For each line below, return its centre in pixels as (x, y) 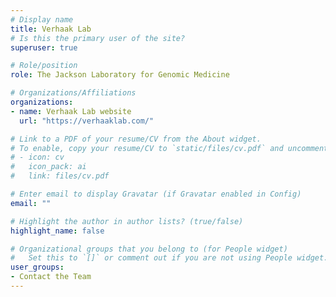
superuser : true (44, 47)
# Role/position (44, 66)
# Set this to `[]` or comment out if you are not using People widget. (169, 258)
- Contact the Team (51, 277)
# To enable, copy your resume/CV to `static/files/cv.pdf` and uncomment (169, 148)
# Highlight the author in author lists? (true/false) (127, 221)
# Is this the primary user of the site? (98, 38)
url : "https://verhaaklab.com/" (87, 121)
